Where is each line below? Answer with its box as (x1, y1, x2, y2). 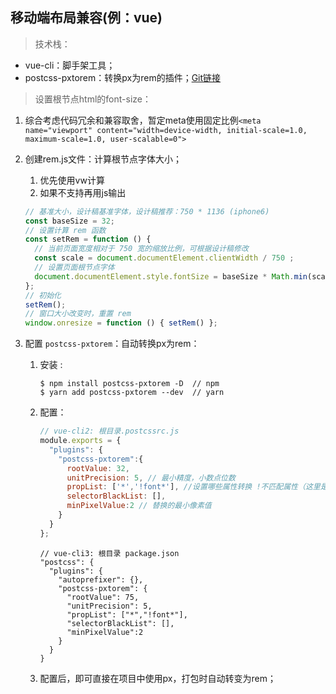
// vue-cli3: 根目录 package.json (39, 548, 180, 558)
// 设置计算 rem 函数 (24, 225, 107, 235)
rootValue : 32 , (66, 463, 130, 473)
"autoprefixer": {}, (58, 574, 144, 585)
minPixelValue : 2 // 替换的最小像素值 (66, 501, 212, 511)
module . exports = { (39, 436, 122, 446)
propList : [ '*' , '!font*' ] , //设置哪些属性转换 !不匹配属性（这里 (66, 482, 321, 492)
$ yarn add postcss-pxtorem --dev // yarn (39, 388, 225, 398)
